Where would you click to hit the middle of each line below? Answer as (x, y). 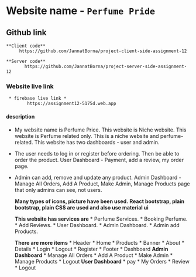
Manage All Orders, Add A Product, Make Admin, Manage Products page (102, 184)
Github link (26, 33)
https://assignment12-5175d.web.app (72, 104)
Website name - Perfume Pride (81, 11)
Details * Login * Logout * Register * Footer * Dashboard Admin (91, 249)
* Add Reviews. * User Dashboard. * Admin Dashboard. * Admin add (97, 225)
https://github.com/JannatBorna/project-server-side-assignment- (106, 66)
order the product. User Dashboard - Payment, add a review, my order (99, 160)
